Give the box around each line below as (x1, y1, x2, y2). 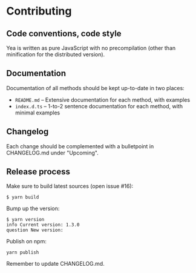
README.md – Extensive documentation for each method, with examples (15, 96, 191, 104)
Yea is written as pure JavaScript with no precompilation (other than (6, 44, 176, 51)
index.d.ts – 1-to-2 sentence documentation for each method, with (15, 102, 183, 110)
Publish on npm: (6, 238, 47, 245)
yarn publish (6, 249, 39, 255)
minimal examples (15, 109, 60, 116)
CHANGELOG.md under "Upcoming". (6, 149, 99, 156)
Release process (6, 166, 71, 177)
